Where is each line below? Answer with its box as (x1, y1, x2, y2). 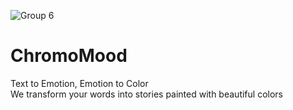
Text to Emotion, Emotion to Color (10, 77, 149, 89)
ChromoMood (10, 45, 128, 67)
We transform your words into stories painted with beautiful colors (10, 88, 283, 100)
